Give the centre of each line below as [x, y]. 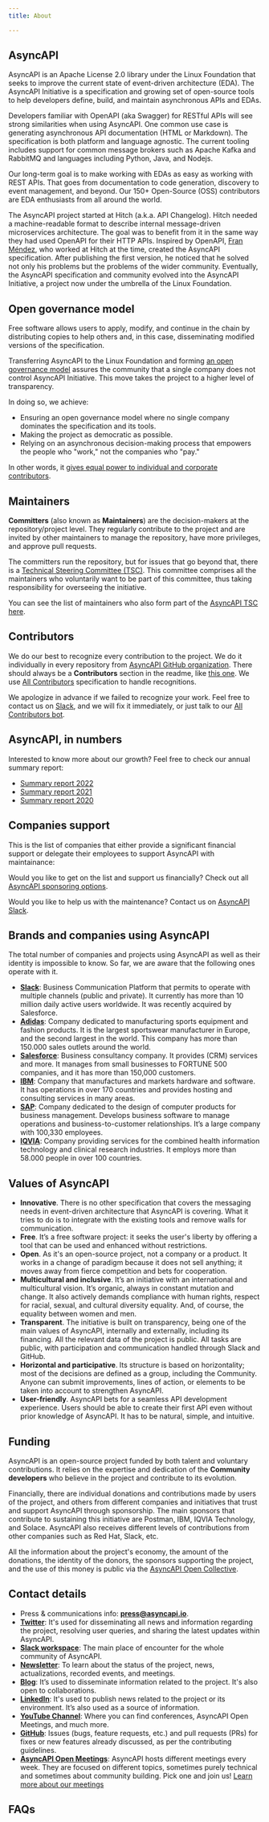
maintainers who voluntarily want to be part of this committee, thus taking [130, 579]
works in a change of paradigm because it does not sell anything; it [131, 1263]
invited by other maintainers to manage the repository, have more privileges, [134, 538]
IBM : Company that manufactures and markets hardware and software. [137, 1081]
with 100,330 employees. [61, 1132]
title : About [30, 16]
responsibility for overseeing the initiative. [77, 588]
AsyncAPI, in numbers [65, 740]
